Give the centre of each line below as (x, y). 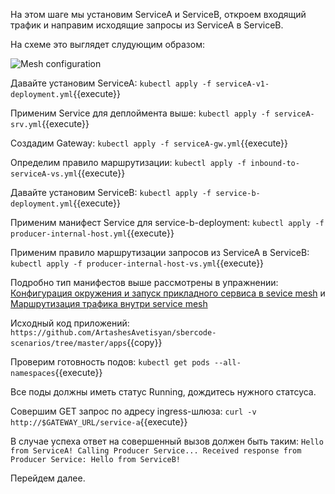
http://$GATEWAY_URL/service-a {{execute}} (99, 422)
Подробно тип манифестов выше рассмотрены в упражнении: (144, 282)
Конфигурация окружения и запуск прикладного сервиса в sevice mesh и (168, 293)
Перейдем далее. (48, 478)
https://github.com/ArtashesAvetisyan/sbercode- (113, 333)
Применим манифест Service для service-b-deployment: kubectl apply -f (167, 222)
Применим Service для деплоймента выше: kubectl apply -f (140, 113)
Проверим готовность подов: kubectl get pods (110, 362)
